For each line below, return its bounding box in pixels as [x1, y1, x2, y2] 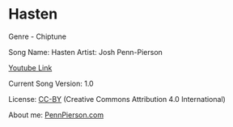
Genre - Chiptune [8, 32, 67, 41]
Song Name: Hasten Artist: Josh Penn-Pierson [8, 47, 163, 57]
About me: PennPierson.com [8, 110, 104, 120]
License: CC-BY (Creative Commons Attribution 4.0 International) [8, 94, 227, 104]
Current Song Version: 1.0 [8, 78, 95, 88]
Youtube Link [8, 62, 53, 73]
